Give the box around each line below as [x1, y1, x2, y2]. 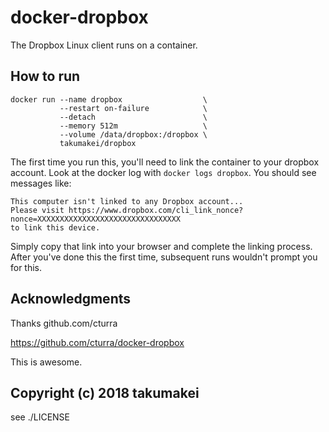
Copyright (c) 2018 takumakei [10, 384, 200, 401]
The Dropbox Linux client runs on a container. [10, 39, 198, 51]
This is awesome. [10, 356, 83, 368]
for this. [10, 261, 43, 273]
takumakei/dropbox [59, 138, 137, 148]
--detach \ [59, 112, 208, 122]
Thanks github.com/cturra [10, 317, 118, 329]
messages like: [10, 177, 72, 189]
